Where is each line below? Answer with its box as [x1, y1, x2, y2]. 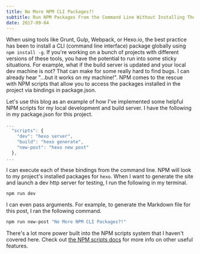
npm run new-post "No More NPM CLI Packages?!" [6, 219, 127, 225]
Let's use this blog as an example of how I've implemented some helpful [6, 98, 183, 105]
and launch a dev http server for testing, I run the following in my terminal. [6, 179, 187, 186]
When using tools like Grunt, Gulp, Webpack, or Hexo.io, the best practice [6, 36, 187, 43]
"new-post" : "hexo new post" [17, 144, 89, 150]
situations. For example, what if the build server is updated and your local [6, 61, 186, 68]
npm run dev [6, 190, 36, 196]
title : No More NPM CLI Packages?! [6, 8, 95, 15]
